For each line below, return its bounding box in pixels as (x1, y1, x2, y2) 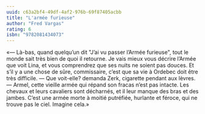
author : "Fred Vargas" (6, 20, 64, 26)
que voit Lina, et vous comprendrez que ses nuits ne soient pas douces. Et (6, 62, 195, 69)
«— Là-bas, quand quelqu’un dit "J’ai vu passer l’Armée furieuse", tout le (6, 48, 188, 56)
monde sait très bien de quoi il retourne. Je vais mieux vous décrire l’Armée (6, 55, 196, 63)
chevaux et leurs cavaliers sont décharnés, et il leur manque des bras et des (6, 88, 199, 95)
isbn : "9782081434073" (6, 32, 64, 38)
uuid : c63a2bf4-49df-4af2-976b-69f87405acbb (6, 9, 122, 15)
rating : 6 (6, 26, 32, 32)
